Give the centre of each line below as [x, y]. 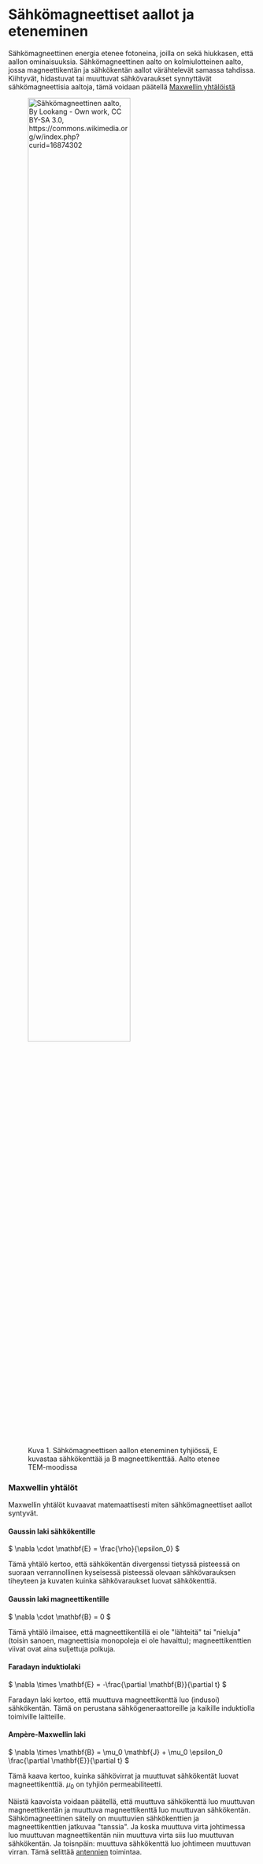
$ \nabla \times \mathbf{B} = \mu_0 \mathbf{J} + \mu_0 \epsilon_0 [115, 1753]
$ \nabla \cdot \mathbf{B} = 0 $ [60, 1617]
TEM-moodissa [53, 1467]
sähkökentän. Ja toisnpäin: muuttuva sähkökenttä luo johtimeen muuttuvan [130, 1843]
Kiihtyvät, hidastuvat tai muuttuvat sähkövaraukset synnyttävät [110, 78]
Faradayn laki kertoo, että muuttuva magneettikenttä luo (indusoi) [114, 1700]
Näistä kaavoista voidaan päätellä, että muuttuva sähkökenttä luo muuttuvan [131, 1801]
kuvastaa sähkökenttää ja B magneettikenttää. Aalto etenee [124, 1459]
